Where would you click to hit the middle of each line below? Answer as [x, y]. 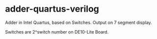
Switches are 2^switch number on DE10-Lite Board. [57, 32]
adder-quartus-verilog [52, 9]
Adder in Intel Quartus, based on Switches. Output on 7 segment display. [78, 22]
